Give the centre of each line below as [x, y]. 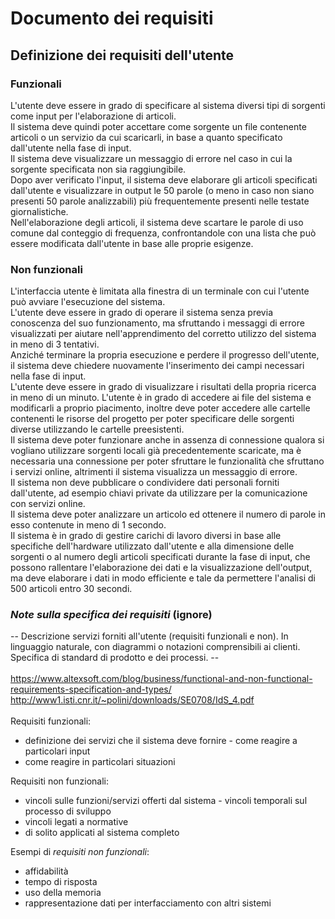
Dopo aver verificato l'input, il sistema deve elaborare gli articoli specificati [164, 179]
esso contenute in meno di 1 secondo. [88, 525]
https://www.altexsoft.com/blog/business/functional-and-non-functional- [161, 679]
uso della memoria [63, 893]
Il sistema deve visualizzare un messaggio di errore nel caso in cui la [151, 158]
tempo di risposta [61, 882]
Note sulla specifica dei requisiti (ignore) [111, 615]
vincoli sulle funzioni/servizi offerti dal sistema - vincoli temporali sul [166, 801]
